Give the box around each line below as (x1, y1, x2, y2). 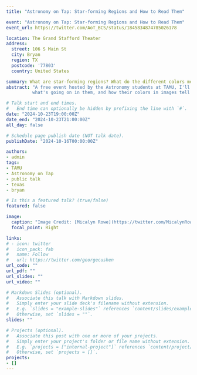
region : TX (11, 57, 38, 63)
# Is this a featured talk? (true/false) (6, 197, 109, 203)
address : (6, 41, 28, 47)
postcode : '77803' (11, 62, 57, 68)
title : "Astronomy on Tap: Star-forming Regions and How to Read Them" (6, 8, 185, 15)
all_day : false (6, 122, 43, 128)
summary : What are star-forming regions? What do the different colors (6, 79, 185, 85)
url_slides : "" (6, 273, 43, 279)
